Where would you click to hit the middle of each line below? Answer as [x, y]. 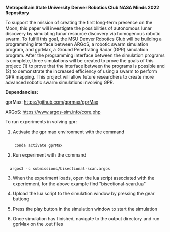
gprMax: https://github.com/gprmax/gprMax [52, 102]
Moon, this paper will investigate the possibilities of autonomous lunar [78, 28]
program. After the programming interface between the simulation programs [85, 55]
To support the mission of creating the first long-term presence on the [79, 23]
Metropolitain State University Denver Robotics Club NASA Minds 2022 [82, 7]
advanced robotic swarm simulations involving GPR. [60, 82]
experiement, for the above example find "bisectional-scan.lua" [79, 184]
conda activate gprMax [38, 145]
